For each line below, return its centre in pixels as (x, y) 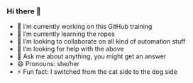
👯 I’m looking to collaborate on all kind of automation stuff (101, 41)
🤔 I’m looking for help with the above (70, 49)
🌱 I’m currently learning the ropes (66, 34)
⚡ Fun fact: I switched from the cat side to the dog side (97, 72)
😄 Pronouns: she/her (48, 64)
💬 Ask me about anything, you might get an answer (92, 56)
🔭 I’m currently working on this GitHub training (84, 27)
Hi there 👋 (24, 11)
